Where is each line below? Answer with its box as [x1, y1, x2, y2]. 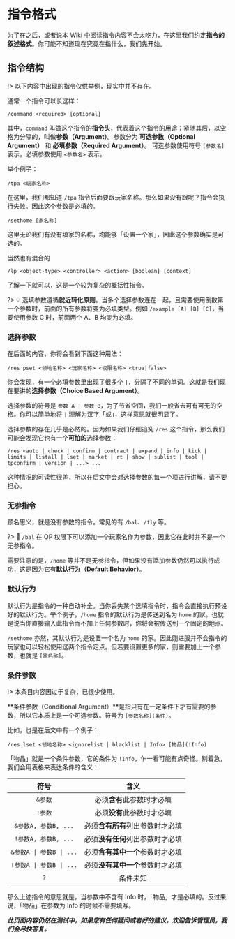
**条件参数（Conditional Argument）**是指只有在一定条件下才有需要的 [7, 702, 211, 711]
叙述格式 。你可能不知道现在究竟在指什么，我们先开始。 [7, 39, 166, 47]
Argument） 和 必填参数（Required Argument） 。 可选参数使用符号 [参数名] [7, 141, 225, 149]
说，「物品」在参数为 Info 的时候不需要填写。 [7, 901, 135, 910]
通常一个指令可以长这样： [7, 96, 81, 105]
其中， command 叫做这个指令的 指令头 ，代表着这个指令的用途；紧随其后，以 [7, 124, 221, 132]
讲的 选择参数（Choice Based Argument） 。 [19, 387, 144, 395]
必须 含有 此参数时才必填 [94, 794, 172, 804]
